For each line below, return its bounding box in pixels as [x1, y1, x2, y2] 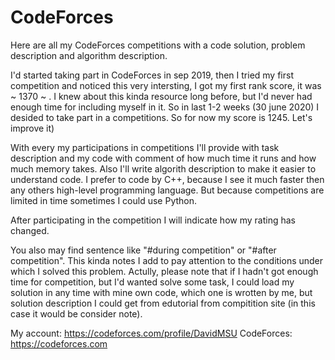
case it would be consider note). [10, 307, 143, 320]
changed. [10, 224, 50, 236]
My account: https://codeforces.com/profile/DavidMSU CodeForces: [10, 327, 293, 339]
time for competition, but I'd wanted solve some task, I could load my [10, 276, 295, 288]
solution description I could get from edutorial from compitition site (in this [10, 297, 316, 309]
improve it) [10, 122, 55, 134]
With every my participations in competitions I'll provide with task [10, 141, 280, 153]
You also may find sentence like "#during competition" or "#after [10, 244, 277, 256]
